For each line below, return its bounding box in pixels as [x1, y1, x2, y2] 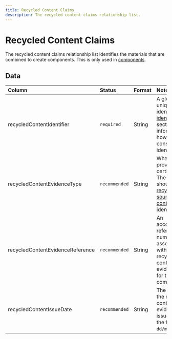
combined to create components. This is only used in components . [5, 57, 146, 63]
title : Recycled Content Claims [5, 7, 74, 13]
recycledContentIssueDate [8, 306, 72, 313]
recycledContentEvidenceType [8, 180, 82, 187]
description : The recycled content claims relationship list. [5, 12, 141, 17]
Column [8, 87, 28, 94]
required [99, 121, 121, 128]
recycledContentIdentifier [8, 121, 70, 128]
